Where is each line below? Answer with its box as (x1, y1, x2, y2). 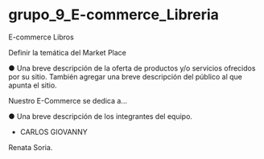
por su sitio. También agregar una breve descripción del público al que (8, 71, 243, 81)
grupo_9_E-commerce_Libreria (8, 6, 220, 24)
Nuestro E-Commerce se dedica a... (8, 96, 127, 105)
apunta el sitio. (8, 80, 58, 90)
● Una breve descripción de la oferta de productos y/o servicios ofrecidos (8, 63, 256, 73)
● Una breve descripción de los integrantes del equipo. (8, 111, 193, 121)
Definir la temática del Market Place (8, 47, 126, 57)
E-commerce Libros (8, 32, 74, 42)
